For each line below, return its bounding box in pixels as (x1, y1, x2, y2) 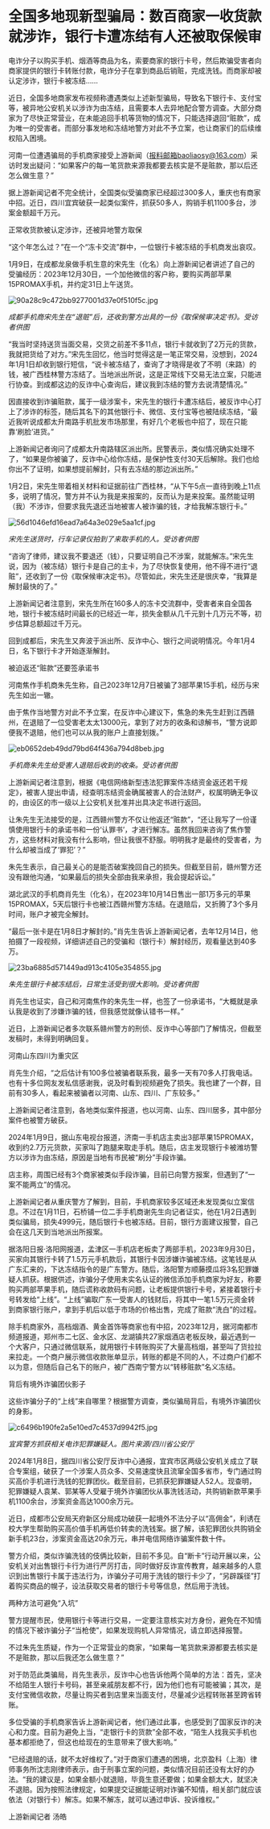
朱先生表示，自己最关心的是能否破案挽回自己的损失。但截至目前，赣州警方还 (8, 861, 262, 871)
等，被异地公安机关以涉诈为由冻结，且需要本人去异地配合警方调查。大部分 (8, 102, 255, 113)
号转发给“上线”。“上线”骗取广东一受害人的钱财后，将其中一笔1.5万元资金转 (8, 1294, 256, 1304)
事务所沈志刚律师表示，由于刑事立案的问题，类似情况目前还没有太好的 (14, 1764, 247, 1773)
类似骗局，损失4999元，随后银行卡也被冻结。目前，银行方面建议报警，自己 (8, 1217, 259, 1226)
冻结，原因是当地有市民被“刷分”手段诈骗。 (50, 1152, 191, 1162)
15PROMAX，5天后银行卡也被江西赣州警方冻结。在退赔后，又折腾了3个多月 (8, 899, 259, 909)
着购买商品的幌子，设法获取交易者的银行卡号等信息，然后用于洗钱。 (8, 1581, 234, 1591)
